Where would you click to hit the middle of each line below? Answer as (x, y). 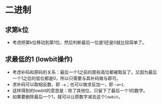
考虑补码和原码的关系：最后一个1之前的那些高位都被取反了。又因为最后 (84, 72)
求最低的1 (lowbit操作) (39, 59)
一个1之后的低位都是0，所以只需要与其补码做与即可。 (66, 78)
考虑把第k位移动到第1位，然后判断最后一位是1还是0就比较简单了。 (79, 42)
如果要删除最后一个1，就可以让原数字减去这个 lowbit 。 (67, 97)
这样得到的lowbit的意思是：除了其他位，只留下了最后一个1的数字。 (80, 90)
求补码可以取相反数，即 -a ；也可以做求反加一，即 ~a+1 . (68, 84)
